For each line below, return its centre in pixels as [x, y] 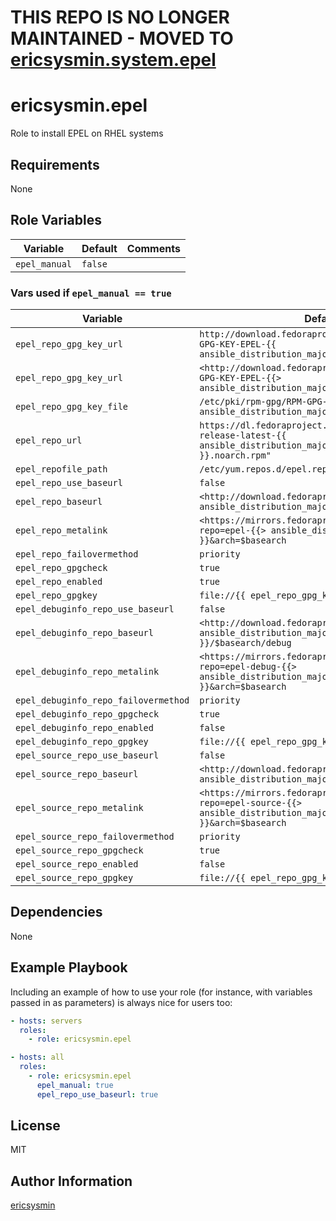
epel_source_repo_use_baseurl [87, 755]
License [35, 1126]
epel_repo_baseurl [59, 502]
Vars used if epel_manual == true [91, 293]
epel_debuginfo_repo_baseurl [84, 633]
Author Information [71, 1181]
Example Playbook [69, 967]
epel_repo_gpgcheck [61, 568]
